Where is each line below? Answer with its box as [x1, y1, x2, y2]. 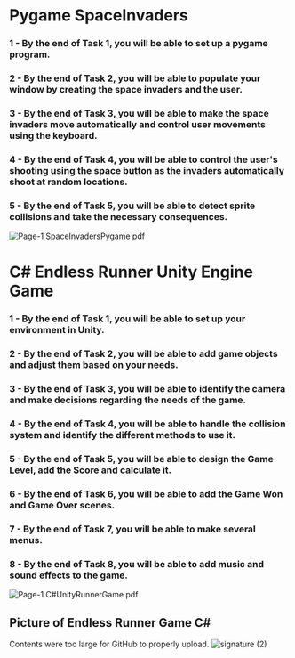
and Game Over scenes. [9, 499, 116, 511]
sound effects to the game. [9, 569, 129, 581]
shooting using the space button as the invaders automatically [9, 164, 285, 176]
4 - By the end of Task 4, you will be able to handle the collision [9, 418, 286, 430]
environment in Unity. [9, 324, 105, 337]
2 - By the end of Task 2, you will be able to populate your [9, 72, 261, 85]
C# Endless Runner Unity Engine [9, 262, 253, 282]
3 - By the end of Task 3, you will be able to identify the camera [9, 383, 286, 395]
